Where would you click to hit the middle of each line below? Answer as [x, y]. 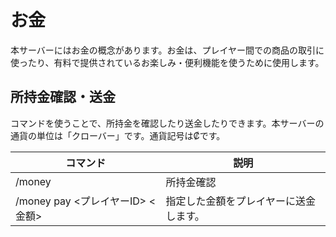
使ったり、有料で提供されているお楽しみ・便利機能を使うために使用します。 [167, 62]
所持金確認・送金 [63, 97]
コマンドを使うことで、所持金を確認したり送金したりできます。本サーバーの [167, 123]
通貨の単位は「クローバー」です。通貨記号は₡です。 [118, 135]
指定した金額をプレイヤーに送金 [240, 201]
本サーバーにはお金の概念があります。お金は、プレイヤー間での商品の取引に [167, 50]
